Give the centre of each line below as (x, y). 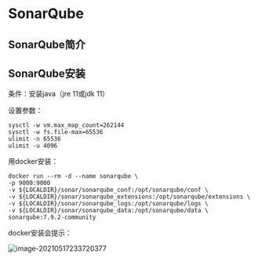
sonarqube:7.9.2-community (52, 217)
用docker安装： (33, 161)
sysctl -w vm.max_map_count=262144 (66, 125)
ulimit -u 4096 (33, 146)
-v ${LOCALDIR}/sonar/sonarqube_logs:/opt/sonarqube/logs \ (109, 204)
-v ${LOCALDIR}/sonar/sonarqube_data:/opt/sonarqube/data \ (109, 211)
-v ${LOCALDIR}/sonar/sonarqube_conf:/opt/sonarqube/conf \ (109, 190)
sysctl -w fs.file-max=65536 (56, 132)
